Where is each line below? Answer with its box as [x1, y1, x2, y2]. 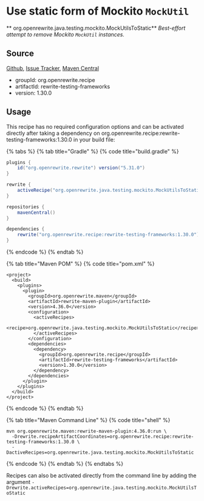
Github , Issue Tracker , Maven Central [6, 64, 99, 72]
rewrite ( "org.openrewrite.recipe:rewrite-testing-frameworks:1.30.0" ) [17, 232, 200, 238]
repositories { [6, 203, 45, 210]
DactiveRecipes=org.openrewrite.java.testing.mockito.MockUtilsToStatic [6, 449, 194, 456]
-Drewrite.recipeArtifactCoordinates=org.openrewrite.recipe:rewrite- [12, 434, 194, 440]
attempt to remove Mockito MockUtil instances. [6, 30, 124, 38]
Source [6, 49, 35, 59]
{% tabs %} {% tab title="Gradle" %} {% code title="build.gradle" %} [6, 148, 179, 155]
